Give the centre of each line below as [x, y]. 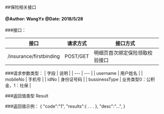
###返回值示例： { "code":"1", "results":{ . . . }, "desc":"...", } [65, 106]
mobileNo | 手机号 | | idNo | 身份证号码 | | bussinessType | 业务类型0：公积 [80, 79]
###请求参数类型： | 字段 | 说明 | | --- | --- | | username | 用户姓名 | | [74, 73]
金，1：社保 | [18, 86]
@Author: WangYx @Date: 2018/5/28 [44, 19]
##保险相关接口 [21, 7]
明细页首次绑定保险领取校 [123, 53]
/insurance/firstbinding [34, 56]
